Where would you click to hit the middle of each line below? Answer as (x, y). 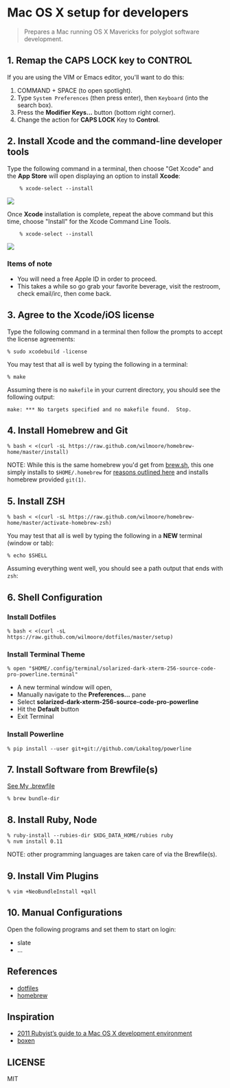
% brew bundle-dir (33, 799)
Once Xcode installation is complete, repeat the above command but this (111, 214)
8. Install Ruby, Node (52, 820)
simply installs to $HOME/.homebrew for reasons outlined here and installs (108, 473)
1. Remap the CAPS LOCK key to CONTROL (100, 61)
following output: (31, 397)
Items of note (30, 264)
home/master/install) (38, 452)
